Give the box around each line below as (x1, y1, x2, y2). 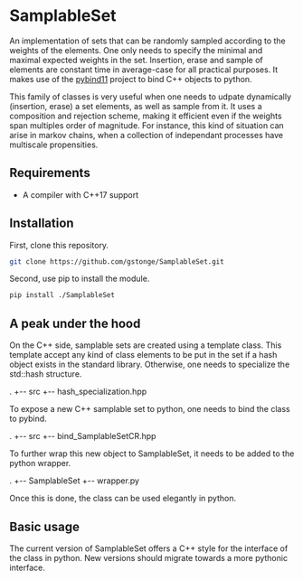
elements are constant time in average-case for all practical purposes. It (9, 64, 279, 75)
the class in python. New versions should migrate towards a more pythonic (9, 552, 288, 563)
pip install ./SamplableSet (9, 291, 116, 300)
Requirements (9, 165, 90, 181)
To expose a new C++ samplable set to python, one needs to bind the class (9, 404, 291, 415)
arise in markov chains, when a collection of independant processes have (9, 129, 283, 140)
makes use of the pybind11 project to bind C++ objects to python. (9, 73, 252, 84)
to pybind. (9, 413, 47, 425)
